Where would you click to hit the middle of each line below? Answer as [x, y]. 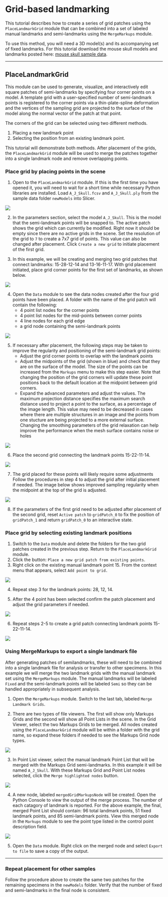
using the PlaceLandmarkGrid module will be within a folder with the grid [86, 730]
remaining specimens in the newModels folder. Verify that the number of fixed [84, 885]
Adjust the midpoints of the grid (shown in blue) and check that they [90, 362]
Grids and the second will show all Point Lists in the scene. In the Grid [84, 719]
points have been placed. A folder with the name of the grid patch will [84, 300]
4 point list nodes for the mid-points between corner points [81, 316]
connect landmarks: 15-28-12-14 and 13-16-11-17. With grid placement [84, 265]
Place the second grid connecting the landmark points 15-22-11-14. [81, 455]
